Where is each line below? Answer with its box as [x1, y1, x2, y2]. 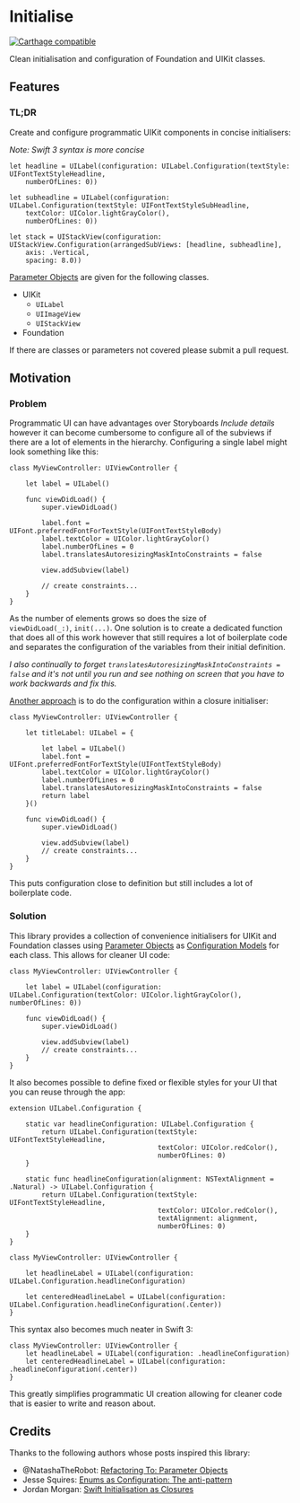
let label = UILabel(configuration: [25, 982, 163, 991]
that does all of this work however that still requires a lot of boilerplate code [9, 632, 288, 643]
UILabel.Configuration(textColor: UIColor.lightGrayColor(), [9, 990, 243, 999]
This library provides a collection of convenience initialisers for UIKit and [9, 930, 278, 941]
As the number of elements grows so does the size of [9, 613, 208, 624]
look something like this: [9, 446, 99, 457]
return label [41, 792, 90, 801]
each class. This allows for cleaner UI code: [9, 949, 170, 960]
